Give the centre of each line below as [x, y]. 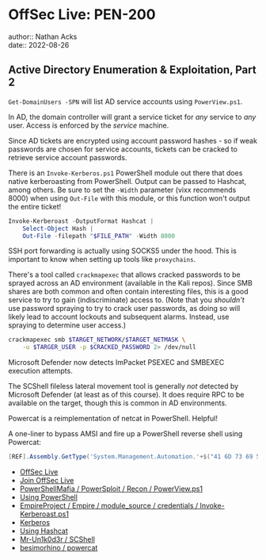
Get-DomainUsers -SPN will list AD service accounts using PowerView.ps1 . [125, 102]
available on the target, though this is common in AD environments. [118, 403]
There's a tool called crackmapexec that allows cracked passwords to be [125, 274]
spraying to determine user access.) [67, 325]
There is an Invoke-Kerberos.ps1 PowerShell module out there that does [125, 173]
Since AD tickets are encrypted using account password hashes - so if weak [133, 140]
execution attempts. [40, 371]
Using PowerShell [48, 497]
